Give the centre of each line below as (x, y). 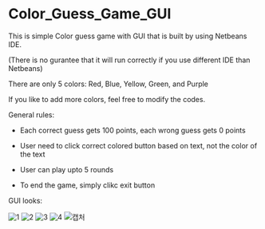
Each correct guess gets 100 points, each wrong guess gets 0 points (132, 130)
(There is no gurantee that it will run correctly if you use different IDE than (129, 60)
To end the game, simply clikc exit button (87, 185)
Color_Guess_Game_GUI (90, 14)
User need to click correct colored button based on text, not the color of (138, 145)
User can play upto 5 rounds (67, 169)
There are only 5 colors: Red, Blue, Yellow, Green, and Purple (109, 84)
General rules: (32, 114)
